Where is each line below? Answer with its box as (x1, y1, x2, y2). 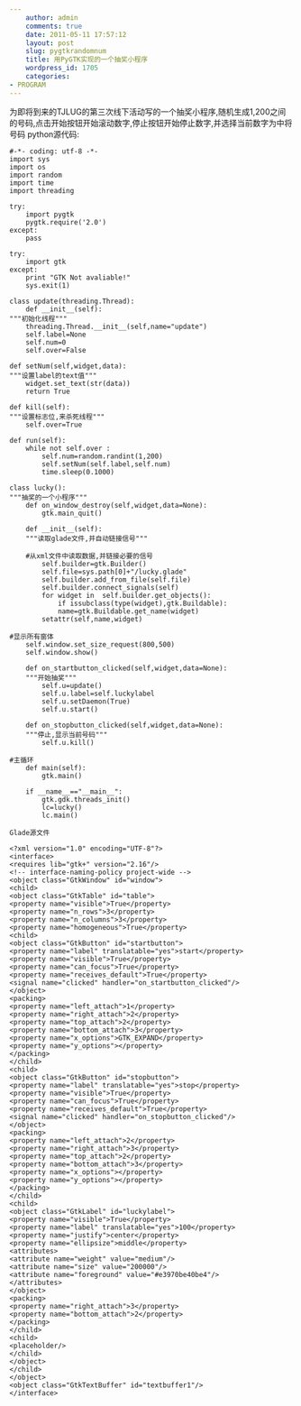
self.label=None (25, 330, 87, 339)
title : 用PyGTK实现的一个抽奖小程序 (25, 55, 149, 64)
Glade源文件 (9, 828, 50, 837)
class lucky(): (9, 483, 67, 492)
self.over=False (25, 345, 87, 354)
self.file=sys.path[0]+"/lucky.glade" (41, 567, 187, 576)
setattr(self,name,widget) (41, 614, 143, 623)
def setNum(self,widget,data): (9, 362, 127, 371)
